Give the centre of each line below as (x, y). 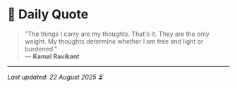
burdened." (41, 49)
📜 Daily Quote (48, 14)
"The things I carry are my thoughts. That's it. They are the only (117, 34)
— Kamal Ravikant (52, 56)
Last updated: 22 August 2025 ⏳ (55, 77)
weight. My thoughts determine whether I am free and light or (114, 41)
